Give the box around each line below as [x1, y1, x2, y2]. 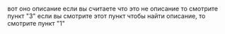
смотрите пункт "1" [7, 19, 66, 27]
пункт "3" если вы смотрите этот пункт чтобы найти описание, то [7, 12, 206, 20]
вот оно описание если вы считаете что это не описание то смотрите [7, 5, 218, 12]
